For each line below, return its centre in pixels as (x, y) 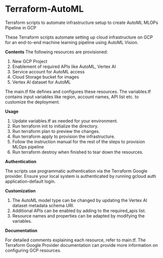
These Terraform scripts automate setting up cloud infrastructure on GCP (79, 37)
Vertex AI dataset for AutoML (41, 82)
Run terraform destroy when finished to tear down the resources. (78, 152)
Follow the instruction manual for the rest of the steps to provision (79, 141)
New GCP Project (30, 61)
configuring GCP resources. (33, 250)
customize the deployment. (33, 102)
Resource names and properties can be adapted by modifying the (79, 215)
